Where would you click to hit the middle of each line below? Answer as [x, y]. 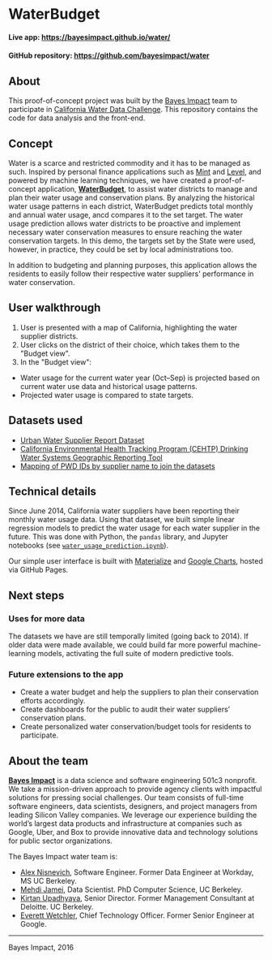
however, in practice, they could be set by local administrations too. [121, 249]
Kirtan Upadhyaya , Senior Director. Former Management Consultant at [137, 898]
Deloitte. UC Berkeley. [57, 907]
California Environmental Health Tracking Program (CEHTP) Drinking [134, 448]
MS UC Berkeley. [48, 881]
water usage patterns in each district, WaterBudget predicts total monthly [131, 206]
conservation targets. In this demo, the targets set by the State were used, [132, 241]
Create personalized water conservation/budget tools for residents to [136, 727]
